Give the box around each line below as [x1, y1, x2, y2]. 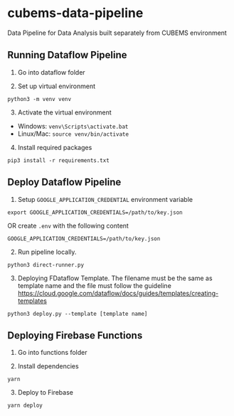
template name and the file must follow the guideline [17, 281, 172, 289]
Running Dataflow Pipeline [7, 49, 127, 61]
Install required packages [17, 143, 92, 151]
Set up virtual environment [17, 82, 96, 90]
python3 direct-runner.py [7, 261, 84, 268]
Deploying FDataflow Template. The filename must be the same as [17, 274, 213, 282]
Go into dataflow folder [17, 68, 85, 76]
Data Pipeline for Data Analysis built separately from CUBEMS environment [7, 28, 228, 37]
